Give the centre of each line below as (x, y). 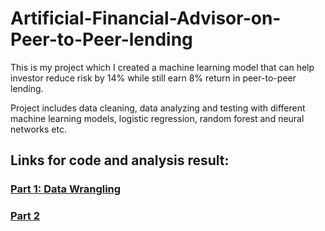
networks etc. (38, 129)
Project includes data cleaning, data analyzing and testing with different (158, 108)
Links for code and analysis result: (120, 160)
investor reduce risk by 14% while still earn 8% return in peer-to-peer (153, 78)
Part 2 (25, 216)
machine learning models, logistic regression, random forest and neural (157, 118)
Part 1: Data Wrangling (66, 189)
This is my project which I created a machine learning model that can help (162, 67)
